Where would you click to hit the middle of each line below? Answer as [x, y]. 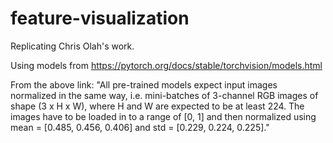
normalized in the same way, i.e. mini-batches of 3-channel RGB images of [164, 95]
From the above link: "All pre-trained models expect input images [144, 84]
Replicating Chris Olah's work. [72, 46]
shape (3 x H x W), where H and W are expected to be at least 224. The [157, 106]
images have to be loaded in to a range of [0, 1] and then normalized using [163, 116]
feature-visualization [100, 18]
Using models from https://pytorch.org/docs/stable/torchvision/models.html [166, 65]
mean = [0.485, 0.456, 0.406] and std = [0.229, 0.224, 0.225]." [140, 127]
